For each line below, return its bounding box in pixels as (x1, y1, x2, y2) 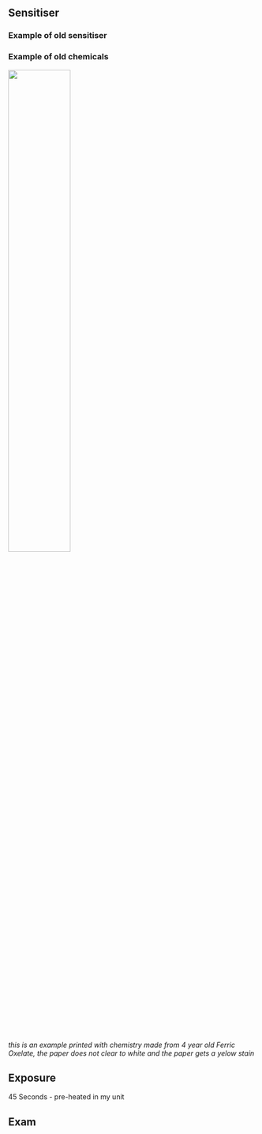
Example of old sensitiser (8, 30, 107, 41)
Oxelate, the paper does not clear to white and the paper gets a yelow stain (8, 1048, 255, 1058)
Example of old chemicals (8, 51, 109, 62)
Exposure (8, 1072, 57, 1084)
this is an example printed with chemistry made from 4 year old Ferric (8, 1040, 235, 1049)
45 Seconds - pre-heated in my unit (8, 1092, 125, 1102)
